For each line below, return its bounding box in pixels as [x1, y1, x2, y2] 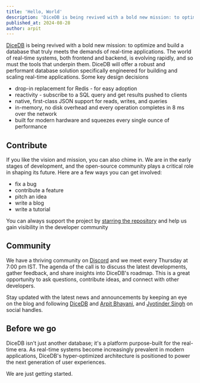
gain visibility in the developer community [6, 224, 108, 231]
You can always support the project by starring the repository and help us [6, 217, 187, 224]
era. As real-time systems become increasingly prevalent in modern [18, 345, 185, 353]
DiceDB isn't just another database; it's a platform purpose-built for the [6, 339, 180, 347]
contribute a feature [14, 187, 64, 194]
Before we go [6, 323, 57, 334]
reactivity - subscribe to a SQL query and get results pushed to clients [14, 91, 187, 98]
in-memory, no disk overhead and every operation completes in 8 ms [14, 104, 185, 111]
